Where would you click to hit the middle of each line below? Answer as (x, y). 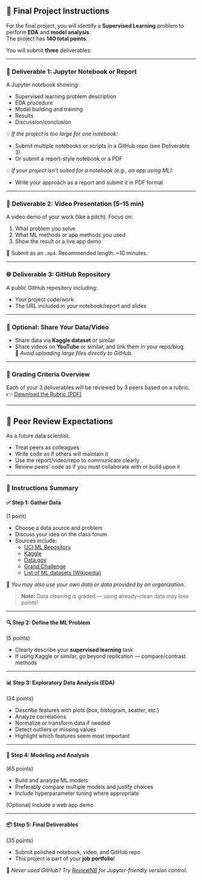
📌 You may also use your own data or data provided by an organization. (96, 585)
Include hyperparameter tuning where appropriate (77, 793)
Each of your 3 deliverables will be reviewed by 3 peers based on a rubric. (98, 388)
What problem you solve (45, 229)
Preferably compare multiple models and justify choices (84, 786)
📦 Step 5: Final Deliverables (42, 824)
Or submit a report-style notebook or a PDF (69, 159)
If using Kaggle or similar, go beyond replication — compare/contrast (100, 657)
